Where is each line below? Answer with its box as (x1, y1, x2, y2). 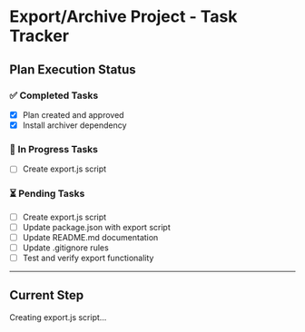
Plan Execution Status (9, 62, 136, 77)
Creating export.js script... (9, 311, 107, 323)
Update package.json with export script (22, 221, 171, 232)
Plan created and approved (22, 109, 124, 120)
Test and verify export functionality (22, 252, 154, 263)
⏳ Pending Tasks (9, 188, 85, 200)
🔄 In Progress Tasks (9, 142, 98, 155)
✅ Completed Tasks (9, 89, 99, 102)
